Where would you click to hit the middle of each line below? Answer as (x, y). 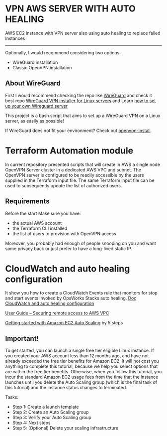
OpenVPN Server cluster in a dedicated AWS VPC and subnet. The (73, 169)
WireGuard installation (35, 62)
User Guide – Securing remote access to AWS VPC (57, 313)
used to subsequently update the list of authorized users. (64, 185)
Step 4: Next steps (31, 423)
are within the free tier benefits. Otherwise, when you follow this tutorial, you (83, 372)
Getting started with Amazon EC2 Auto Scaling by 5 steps (64, 323)
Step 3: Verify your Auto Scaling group (52, 418)
